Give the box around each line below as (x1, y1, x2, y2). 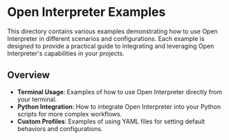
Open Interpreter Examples (7, 4, 166, 20)
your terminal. (17, 95, 57, 103)
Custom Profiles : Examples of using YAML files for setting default (17, 117, 205, 125)
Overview (7, 69, 51, 81)
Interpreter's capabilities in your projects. (7, 49, 125, 58)
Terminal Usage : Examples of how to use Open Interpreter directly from (17, 87, 223, 96)
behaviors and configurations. (17, 124, 103, 132)
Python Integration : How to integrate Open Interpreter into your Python (17, 102, 221, 111)
